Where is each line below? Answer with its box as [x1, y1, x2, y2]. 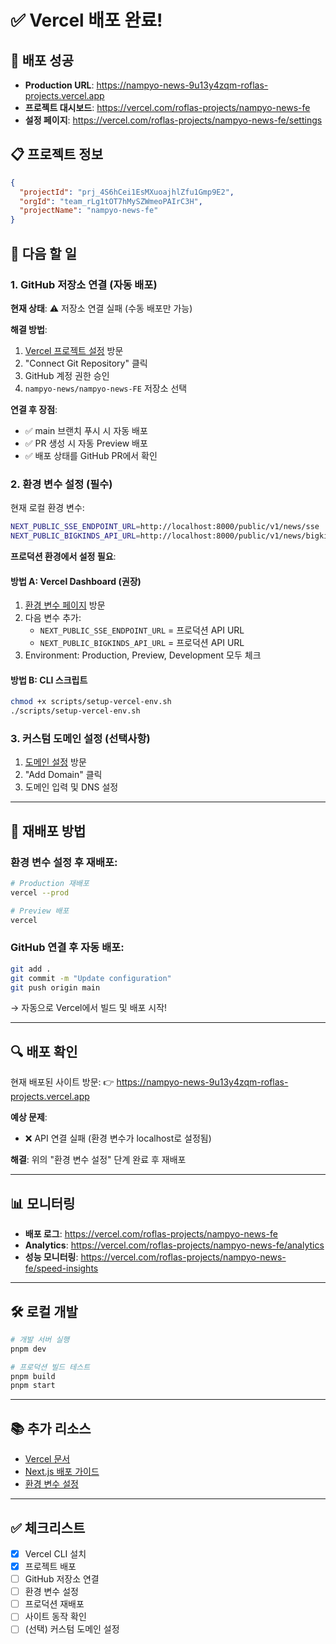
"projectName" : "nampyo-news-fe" [19, 206, 159, 216]
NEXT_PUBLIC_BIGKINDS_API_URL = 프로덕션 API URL [39, 637, 245, 649]
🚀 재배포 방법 [10, 822, 87, 840]
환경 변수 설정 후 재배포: [10, 855, 118, 869]
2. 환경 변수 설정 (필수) [10, 477, 113, 491]
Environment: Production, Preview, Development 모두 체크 [24, 649, 262, 661]
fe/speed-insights [24, 1262, 99, 1275]
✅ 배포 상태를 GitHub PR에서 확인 [24, 449, 158, 461]
